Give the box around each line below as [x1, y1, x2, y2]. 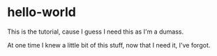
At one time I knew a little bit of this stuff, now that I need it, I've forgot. [7, 41, 211, 49]
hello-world [7, 4, 77, 20]
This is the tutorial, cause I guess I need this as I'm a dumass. [7, 27, 184, 36]
